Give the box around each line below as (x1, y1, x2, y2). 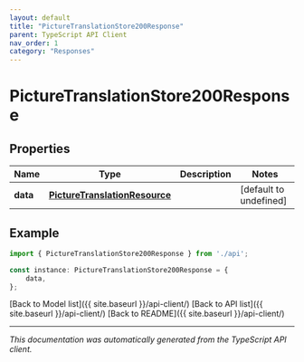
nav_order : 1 (9, 38, 59, 48)
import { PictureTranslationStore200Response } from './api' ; (9, 249, 249, 258)
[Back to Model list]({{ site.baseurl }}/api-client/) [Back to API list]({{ (9, 299, 263, 310)
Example (9, 225, 60, 241)
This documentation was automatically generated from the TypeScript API (9, 334, 287, 345)
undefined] (239, 195, 288, 207)
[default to (239, 183, 285, 195)
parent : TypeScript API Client (9, 30, 128, 39)
